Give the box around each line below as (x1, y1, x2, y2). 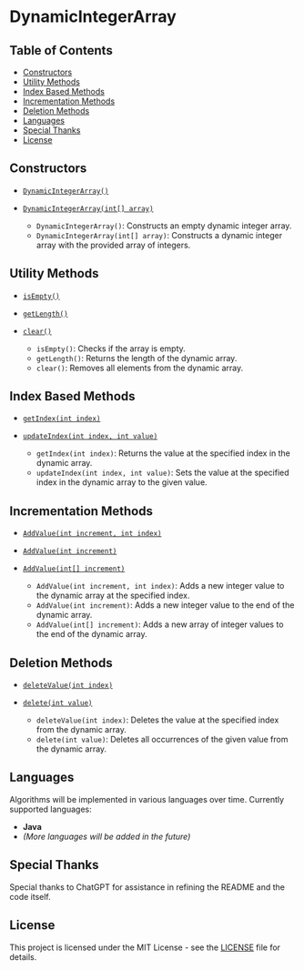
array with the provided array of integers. (35, 239, 191, 250)
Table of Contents (9, 43, 114, 58)
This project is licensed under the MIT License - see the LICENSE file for (9, 942, 280, 953)
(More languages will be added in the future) (22, 831, 191, 842)
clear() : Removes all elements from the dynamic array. (35, 362, 244, 373)
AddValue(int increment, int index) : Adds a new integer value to (35, 581, 285, 591)
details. (9, 951, 37, 962)
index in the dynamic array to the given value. (35, 477, 208, 488)
